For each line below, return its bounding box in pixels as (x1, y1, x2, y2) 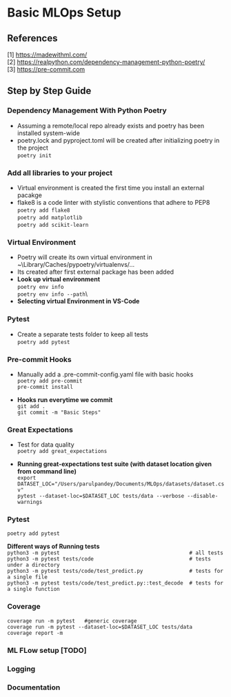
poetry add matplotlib (17, 214, 83, 221)
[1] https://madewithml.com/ (7, 50, 88, 59)
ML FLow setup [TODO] (7, 645, 87, 655)
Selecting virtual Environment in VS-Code (17, 297, 140, 305)
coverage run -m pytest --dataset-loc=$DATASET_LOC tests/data (7, 623, 193, 630)
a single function (7, 586, 60, 593)
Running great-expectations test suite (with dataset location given (17, 460, 212, 468)
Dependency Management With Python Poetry (7, 105, 167, 115)
